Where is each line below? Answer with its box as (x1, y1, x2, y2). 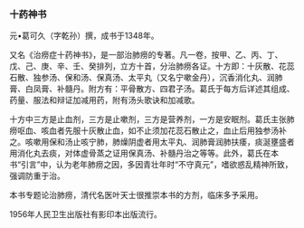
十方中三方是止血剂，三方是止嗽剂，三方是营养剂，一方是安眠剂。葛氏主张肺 (9, 114, 295, 125)
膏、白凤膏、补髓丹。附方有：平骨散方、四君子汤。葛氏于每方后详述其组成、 (9, 83, 295, 94)
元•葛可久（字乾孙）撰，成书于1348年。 (9, 30, 159, 42)
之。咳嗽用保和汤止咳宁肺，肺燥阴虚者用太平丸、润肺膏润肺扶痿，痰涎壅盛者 (9, 137, 295, 147)
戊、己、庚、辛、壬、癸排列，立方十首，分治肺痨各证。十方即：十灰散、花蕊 (9, 61, 295, 71)
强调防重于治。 (9, 170, 65, 182)
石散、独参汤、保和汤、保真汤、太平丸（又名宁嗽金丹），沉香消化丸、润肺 (9, 72, 283, 83)
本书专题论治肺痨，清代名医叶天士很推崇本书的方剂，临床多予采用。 (9, 190, 263, 201)
